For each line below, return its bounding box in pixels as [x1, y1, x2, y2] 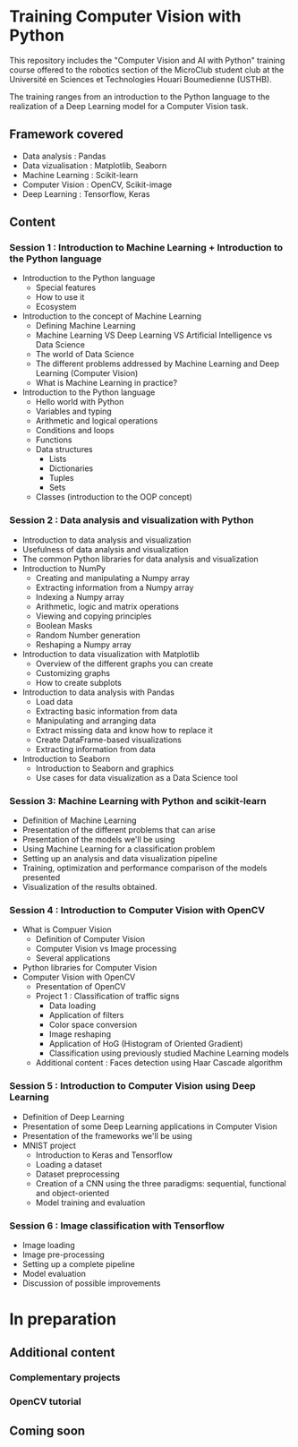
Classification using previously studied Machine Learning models [48, 1048, 289, 1058]
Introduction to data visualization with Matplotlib [21, 648, 200, 659]
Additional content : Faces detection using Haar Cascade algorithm [35, 1057, 284, 1068]
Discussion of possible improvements [21, 1278, 161, 1289]
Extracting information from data [35, 743, 157, 754]
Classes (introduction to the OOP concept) [35, 492, 192, 502]
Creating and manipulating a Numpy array [35, 572, 191, 583]
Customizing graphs [35, 667, 110, 678]
